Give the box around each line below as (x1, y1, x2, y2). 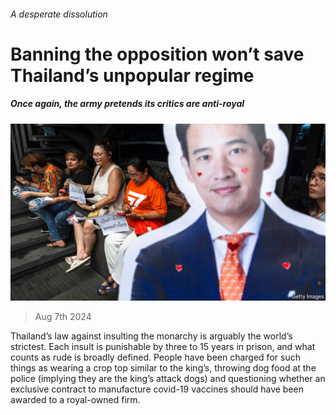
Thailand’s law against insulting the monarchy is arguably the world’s (10, 330, 293, 342)
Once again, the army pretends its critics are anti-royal (10, 98, 245, 110)
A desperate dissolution (10, 8, 108, 20)
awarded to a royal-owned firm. (10, 394, 141, 406)
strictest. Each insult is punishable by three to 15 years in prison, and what (10, 341, 316, 353)
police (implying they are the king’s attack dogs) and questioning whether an (10, 373, 326, 385)
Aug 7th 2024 (34, 311, 92, 323)
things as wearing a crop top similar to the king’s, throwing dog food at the (10, 362, 317, 374)
